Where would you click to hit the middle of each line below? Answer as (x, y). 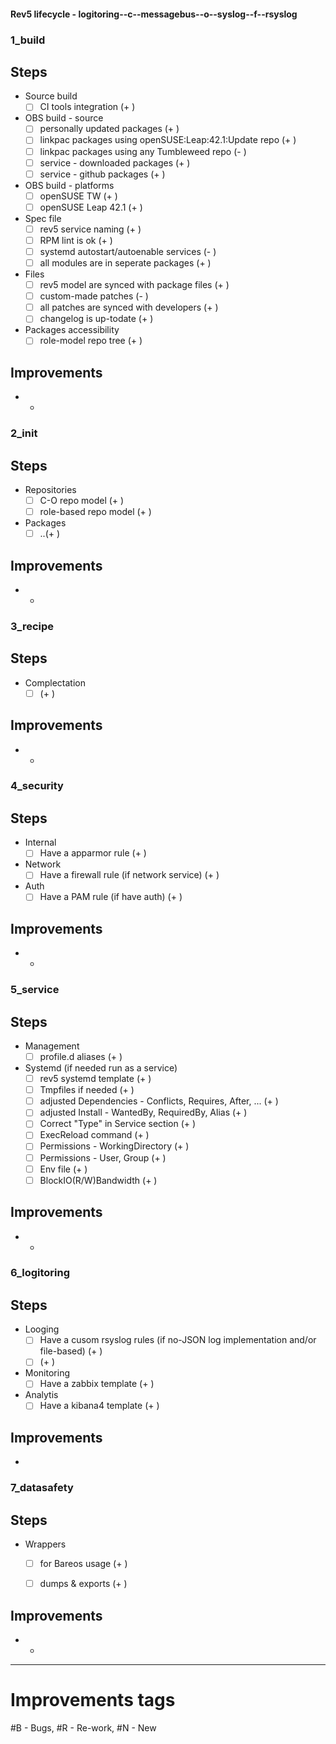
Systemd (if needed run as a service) (101, 1068)
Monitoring (47, 1373)
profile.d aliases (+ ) (81, 1057)
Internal (40, 842)
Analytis (41, 1395)
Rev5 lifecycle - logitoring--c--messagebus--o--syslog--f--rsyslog (154, 14)
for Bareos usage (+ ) (83, 1564)
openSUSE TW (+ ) (78, 196)
